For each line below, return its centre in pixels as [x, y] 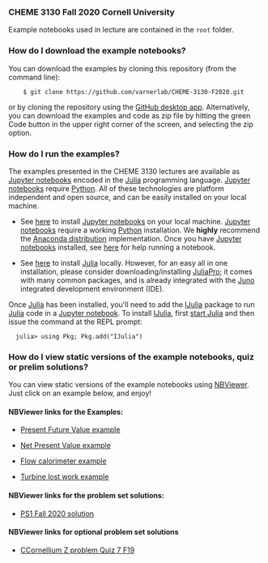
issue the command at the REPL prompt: [76, 322]
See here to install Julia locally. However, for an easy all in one [124, 262]
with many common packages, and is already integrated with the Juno [137, 280]
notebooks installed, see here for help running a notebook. [118, 247]
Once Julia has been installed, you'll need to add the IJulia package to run [132, 304]
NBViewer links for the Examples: [66, 412]
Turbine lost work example [64, 477]
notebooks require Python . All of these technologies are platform [116, 188]
